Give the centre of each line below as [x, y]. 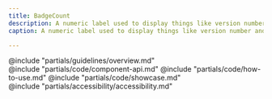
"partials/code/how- [227, 69]
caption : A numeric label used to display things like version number [130, 31]
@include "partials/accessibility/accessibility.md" [91, 86]
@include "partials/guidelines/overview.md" [82, 60]
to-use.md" [28, 78]
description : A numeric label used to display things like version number [137, 23]
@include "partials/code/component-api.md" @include [100, 69]
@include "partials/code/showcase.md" [115, 78]
